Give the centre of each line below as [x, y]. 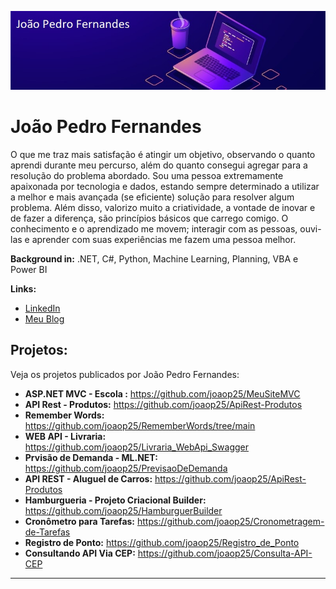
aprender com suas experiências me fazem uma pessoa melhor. [164, 239]
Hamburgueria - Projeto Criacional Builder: [115, 500]
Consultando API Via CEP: [80, 553]
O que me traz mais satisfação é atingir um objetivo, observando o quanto [163, 154]
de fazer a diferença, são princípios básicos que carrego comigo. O [149, 218]
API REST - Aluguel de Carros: [88, 478]
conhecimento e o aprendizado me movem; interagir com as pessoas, [154, 228]
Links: [23, 288]
